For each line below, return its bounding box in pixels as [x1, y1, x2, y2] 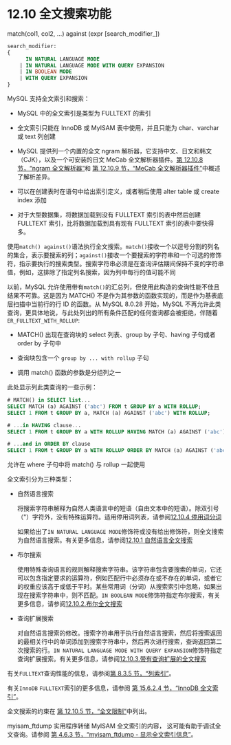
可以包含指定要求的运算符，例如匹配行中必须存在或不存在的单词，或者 [16, 574, 217, 582]
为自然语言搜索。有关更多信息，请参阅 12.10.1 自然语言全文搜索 [16, 536, 193, 544]
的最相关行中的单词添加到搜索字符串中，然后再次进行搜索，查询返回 [16, 638, 210, 646]
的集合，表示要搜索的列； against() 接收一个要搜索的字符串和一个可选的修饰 [7, 251, 222, 259]
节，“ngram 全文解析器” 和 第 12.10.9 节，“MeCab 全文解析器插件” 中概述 [16, 164, 221, 173]
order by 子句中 [16, 339, 62, 347]
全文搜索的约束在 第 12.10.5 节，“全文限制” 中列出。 [7, 707, 151, 715]
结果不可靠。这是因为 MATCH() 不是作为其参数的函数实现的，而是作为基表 [7, 292, 218, 300]
